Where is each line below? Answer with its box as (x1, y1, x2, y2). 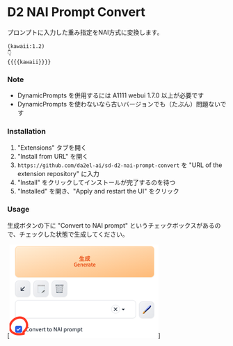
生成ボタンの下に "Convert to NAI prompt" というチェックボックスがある (7, 221, 216, 230)
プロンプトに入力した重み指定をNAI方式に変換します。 (7, 28, 163, 36)
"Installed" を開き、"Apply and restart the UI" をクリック (17, 187, 179, 195)
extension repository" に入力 (17, 169, 99, 178)
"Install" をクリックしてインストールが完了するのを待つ (17, 178, 176, 187)
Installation (7, 127, 47, 136)
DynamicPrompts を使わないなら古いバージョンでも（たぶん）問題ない (17, 100, 220, 109)
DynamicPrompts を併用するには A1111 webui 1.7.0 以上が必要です (17, 91, 204, 100)
